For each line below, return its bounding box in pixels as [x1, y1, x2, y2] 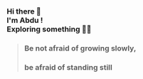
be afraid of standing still [23, 62, 113, 72]
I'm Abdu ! [6, 15, 43, 25]
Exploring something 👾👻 [6, 24, 92, 34]
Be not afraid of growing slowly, [23, 43, 137, 53]
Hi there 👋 [6, 6, 42, 16]
